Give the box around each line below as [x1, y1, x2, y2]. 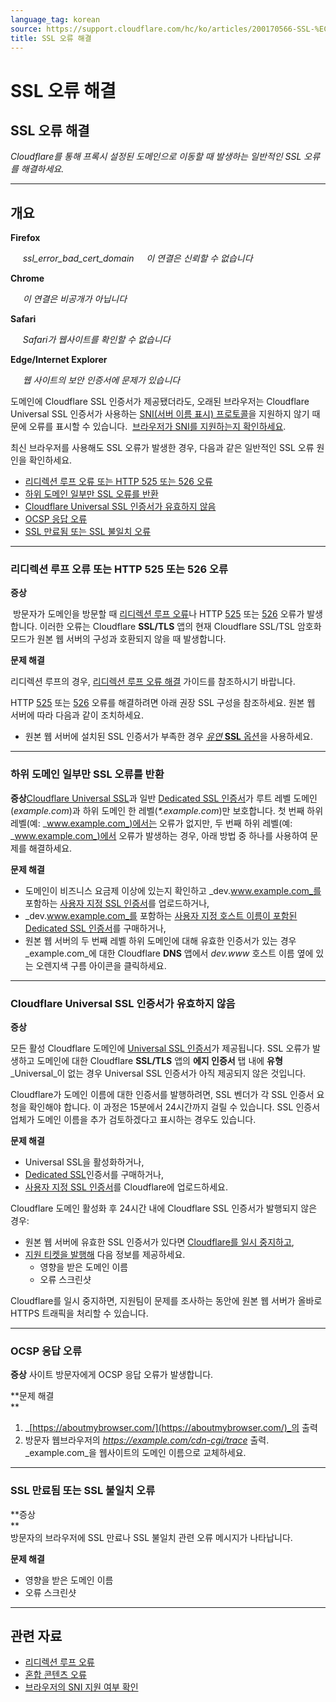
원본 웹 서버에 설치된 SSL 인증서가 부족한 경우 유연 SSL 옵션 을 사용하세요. [24, 731, 313, 743]
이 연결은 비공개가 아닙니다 [22, 293, 128, 305]
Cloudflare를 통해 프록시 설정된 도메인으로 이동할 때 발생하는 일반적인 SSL [10, 151, 302, 163]
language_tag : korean [10, 14, 101, 25]
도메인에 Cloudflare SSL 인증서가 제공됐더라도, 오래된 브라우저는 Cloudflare [10, 396, 310, 408]
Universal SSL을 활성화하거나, [24, 1156, 145, 1168]
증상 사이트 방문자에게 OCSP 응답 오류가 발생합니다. [10, 1369, 214, 1381]
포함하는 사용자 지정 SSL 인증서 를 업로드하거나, [24, 897, 210, 909]
